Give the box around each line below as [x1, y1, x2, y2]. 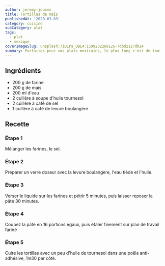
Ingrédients [5, 66, 41, 75]
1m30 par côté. [26, 255, 56, 261]
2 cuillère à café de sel [12, 100, 58, 106]
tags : [5, 30, 16, 35]
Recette [5, 120, 29, 128]
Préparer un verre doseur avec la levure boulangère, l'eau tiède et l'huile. [5, 169, 153, 175]
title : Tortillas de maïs [5, 12, 58, 17]
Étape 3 [5, 181, 24, 188]
